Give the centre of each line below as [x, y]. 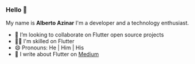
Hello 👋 [17, 10]
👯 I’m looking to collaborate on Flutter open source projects [89, 35]
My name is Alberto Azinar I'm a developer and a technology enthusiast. [97, 23]
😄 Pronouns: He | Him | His [49, 48]
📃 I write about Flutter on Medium [57, 54]
